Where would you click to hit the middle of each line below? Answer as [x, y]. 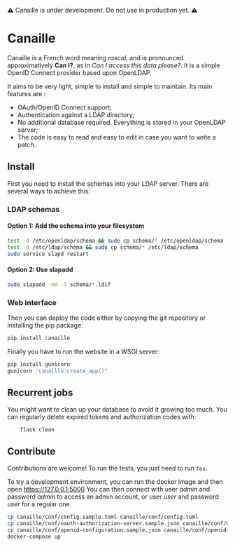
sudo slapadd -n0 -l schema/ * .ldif [59, 284]
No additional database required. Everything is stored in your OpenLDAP [121, 122]
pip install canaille [39, 338]
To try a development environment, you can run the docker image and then [115, 482]
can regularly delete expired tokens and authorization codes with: [102, 417]
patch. [27, 144]
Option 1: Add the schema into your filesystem [76, 226]
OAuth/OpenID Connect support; [64, 107]
